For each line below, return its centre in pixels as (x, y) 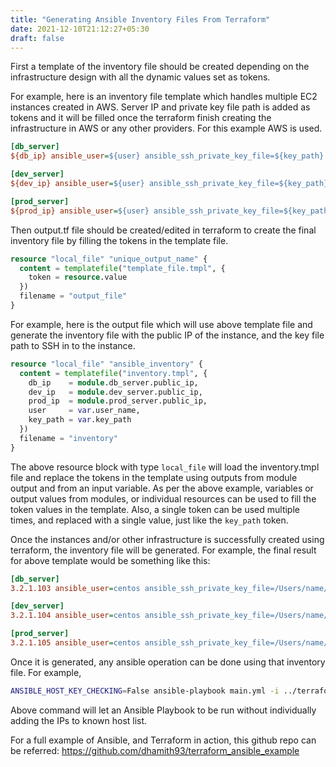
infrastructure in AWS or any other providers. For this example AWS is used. (166, 128)
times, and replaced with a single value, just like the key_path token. (149, 520)
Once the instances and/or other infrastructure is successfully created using (167, 539)
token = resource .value (78, 277)
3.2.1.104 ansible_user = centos (75, 616)
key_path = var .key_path (80, 420)
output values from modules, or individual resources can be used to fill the (163, 498)
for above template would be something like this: (110, 560)
